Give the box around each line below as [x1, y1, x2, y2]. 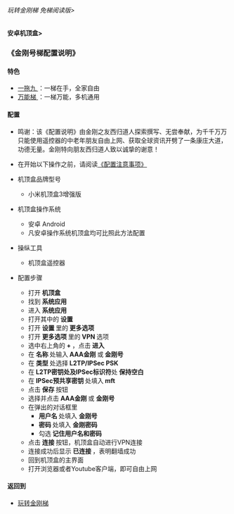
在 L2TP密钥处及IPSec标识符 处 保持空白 [27, 368, 144, 376]
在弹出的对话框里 [27, 403, 78, 411]
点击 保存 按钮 [27, 385, 69, 394]
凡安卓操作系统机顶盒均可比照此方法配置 [27, 228, 145, 237]
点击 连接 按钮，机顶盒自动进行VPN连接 [27, 438, 143, 446]
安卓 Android [27, 220, 65, 228]
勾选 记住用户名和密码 [38, 429, 102, 437]
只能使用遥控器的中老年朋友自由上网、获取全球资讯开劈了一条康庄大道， [17, 136, 227, 144]
